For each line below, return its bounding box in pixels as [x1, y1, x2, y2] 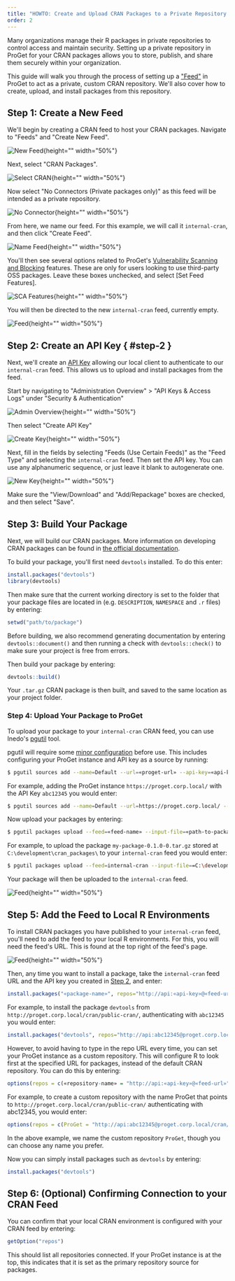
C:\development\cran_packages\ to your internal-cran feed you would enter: [7, 848, 227, 857]
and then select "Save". [7, 498, 75, 506]
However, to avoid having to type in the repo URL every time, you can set [7, 1044, 218, 1052]
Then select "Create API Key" [7, 421, 92, 430]
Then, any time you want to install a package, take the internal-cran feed [7, 969, 220, 978]
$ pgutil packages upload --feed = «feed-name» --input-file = [7, 829, 187, 836]
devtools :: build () [7, 673, 61, 680]
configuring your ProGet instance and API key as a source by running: [7, 755, 208, 764]
